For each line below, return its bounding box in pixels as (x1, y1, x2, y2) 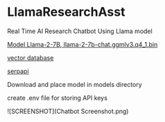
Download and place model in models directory (7, 80, 142, 88)
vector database (7, 53, 54, 62)
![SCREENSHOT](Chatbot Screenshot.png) (7, 107, 129, 115)
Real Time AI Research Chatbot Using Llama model (7, 27, 153, 35)
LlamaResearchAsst (7, 4, 125, 20)
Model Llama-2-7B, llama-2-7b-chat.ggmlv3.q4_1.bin (7, 40, 158, 48)
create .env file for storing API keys (7, 94, 107, 102)
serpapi (7, 67, 29, 75)
